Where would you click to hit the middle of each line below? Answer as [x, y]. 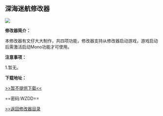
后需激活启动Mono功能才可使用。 [38, 47]
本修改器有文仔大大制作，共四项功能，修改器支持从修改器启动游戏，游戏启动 [81, 41]
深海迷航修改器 [27, 9]
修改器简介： [18, 30]
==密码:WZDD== [22, 98]
